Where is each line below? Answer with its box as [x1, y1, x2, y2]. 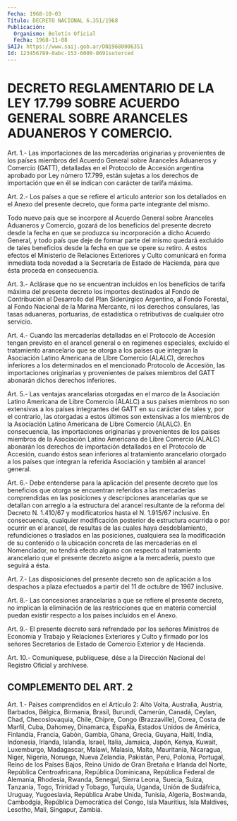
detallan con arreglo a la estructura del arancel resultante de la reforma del [7, 501, 225, 509]
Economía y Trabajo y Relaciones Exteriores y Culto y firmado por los [7, 632, 209, 640]
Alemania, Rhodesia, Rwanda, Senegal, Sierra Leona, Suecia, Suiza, [7, 775, 204, 784]
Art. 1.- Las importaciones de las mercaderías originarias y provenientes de [7, 148, 226, 157]
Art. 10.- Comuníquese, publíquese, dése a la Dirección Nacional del [7, 653, 206, 661]
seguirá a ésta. [7, 561, 51, 569]
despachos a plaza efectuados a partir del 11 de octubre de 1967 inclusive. [7, 582, 224, 591]
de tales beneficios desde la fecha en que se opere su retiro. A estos [7, 243, 207, 252]
